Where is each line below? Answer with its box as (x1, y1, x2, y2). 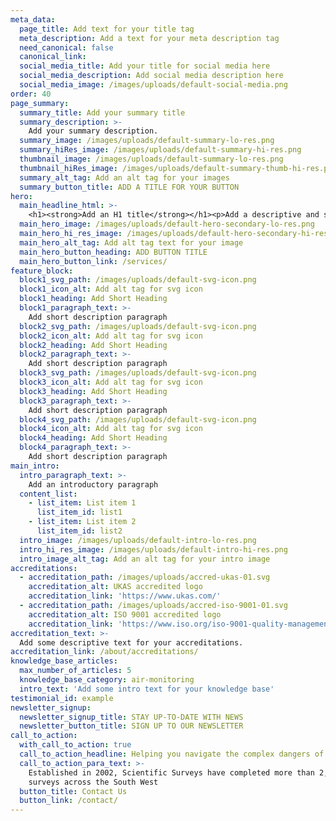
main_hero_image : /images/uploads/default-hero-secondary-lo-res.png (19, 219, 315, 230)
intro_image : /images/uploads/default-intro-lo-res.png (19, 535, 257, 545)
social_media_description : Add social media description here (19, 71, 284, 81)
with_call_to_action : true (19, 740, 132, 750)
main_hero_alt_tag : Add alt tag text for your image (19, 237, 244, 248)
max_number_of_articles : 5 (19, 666, 132, 676)
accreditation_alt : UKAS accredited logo (28, 582, 203, 592)
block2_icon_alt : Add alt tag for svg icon (19, 331, 203, 341)
